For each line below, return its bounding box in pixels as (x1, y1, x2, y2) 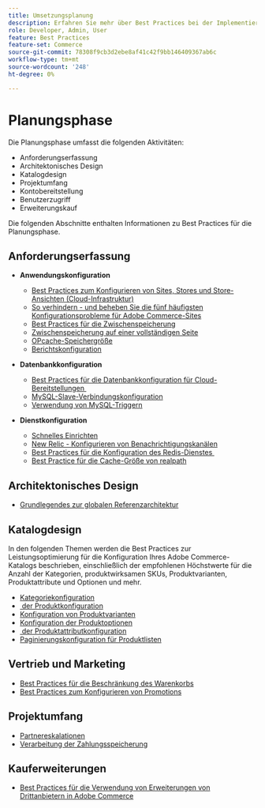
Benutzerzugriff (19, 194, 71, 204)
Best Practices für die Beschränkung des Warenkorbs (19, 678, 195, 688)
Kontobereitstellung (19, 186, 84, 196)
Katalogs (8, 561, 37, 569)
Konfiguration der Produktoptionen (19, 618, 132, 627)
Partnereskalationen (19, 731, 85, 740)
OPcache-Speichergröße (31, 336, 113, 346)
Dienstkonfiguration (19, 415, 88, 425)
